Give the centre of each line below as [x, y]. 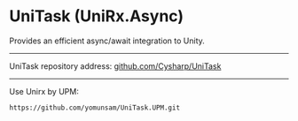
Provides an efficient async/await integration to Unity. [107, 41]
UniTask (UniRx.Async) [97, 16]
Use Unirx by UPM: [44, 91]
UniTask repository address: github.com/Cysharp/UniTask [115, 66]
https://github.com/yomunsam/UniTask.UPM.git [94, 108]
